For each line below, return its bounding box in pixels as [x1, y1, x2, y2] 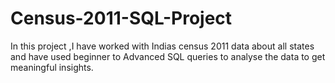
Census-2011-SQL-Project [10, 7, 233, 30]
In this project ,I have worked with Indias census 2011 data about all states [10, 40, 315, 52]
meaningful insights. [10, 61, 94, 73]
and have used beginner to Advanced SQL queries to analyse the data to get [10, 50, 326, 62]
